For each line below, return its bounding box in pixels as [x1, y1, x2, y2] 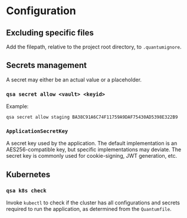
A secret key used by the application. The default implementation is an [6, 140, 178, 147]
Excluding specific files [6, 28, 94, 38]
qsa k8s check [6, 187, 47, 194]
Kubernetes [6, 170, 51, 180]
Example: [6, 103, 29, 110]
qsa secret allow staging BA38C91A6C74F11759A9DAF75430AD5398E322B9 [6, 114, 178, 121]
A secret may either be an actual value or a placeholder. [6, 76, 142, 83]
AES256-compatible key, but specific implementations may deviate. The [6, 146, 182, 153]
